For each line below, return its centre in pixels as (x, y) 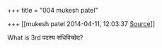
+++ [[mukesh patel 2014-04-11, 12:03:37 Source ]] (81, 24)
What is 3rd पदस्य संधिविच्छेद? (45, 37)
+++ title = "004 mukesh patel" (53, 10)
